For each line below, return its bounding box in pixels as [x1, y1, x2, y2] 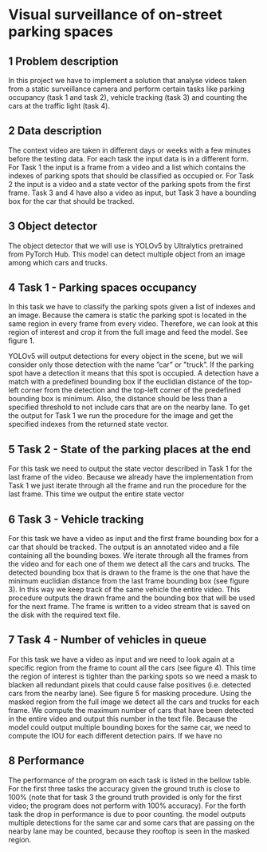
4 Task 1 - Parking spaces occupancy [8, 281, 198, 295]
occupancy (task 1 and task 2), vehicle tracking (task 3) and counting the [8, 93, 248, 102]
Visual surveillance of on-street [8, 6, 223, 24]
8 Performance [8, 754, 85, 768]
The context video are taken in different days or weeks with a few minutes [8, 145, 251, 155]
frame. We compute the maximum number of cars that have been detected [8, 705, 254, 715]
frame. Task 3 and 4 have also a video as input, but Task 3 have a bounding [8, 188, 257, 197]
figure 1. [8, 336, 35, 345]
